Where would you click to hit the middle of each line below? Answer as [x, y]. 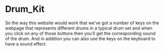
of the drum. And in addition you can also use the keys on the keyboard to [80, 39]
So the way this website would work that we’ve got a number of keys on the [82, 23]
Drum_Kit [25, 9]
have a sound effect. [26, 44]
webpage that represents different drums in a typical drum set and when [79, 28]
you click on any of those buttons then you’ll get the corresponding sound [80, 33]
